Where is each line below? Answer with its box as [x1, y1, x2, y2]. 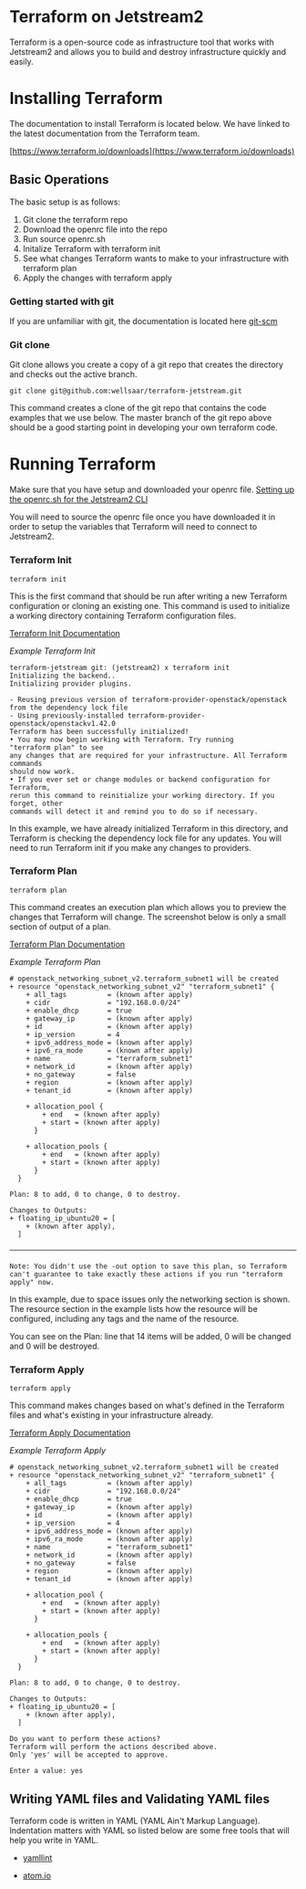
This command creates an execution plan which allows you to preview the [9, 901, 287, 912]
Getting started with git [9, 295, 115, 308]
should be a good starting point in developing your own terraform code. [9, 422, 278, 433]
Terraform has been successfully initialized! [9, 727, 189, 736]
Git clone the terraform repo [22, 214, 128, 225]
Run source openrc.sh [22, 233, 107, 244]
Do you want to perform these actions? [9, 1735, 161, 1744]
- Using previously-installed [9, 710, 125, 720]
